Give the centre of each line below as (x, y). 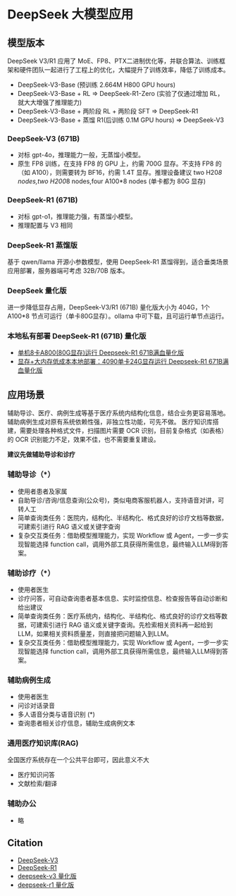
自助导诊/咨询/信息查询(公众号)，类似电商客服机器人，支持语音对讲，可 (121, 500)
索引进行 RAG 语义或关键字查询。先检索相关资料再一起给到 (128, 625)
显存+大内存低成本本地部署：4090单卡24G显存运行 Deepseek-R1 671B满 (123, 362)
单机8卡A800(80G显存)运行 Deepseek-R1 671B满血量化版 (101, 352)
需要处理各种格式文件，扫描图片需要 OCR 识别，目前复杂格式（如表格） (123, 431)
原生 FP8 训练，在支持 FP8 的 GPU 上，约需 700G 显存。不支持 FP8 (116, 164)
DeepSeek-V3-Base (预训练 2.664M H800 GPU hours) (97, 85)
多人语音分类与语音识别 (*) (56, 714)
